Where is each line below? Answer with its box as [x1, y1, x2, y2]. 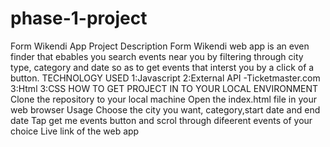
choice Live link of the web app [10, 125, 140, 137]
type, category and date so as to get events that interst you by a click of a [10, 61, 315, 73]
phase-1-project [10, 7, 148, 30]
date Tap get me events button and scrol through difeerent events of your [10, 114, 313, 126]
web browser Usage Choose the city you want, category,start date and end [10, 103, 321, 116]
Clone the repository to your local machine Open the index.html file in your [10, 93, 317, 105]
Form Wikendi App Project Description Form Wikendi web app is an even [10, 40, 310, 52]
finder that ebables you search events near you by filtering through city [10, 50, 304, 62]
